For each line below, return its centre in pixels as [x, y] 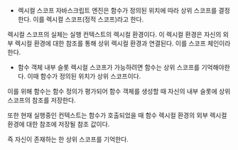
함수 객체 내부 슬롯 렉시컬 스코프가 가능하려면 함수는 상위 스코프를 [109, 67]
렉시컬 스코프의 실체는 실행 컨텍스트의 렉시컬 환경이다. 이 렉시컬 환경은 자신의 [114, 34]
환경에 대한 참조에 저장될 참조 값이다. [59, 124]
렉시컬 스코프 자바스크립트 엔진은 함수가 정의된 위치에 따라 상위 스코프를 [117, 10]
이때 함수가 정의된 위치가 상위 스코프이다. [84, 76]
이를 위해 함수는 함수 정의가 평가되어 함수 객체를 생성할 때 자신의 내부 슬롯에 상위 [119, 91]
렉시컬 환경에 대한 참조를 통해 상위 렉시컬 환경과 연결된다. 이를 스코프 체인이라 [123, 43]
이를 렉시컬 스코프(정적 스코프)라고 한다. [88, 19]
